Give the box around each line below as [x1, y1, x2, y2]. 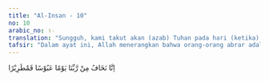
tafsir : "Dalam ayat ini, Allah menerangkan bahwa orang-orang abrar [8, 41, 246, 49]
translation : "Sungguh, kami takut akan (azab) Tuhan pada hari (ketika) [8, 33, 260, 42]
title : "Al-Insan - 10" [8, 11, 88, 20]
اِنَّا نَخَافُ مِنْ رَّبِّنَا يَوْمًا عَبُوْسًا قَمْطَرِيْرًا [8, 63, 115, 72]
